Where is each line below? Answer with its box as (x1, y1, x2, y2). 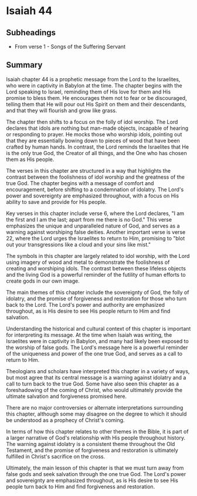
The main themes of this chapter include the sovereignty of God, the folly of (6, 289, 189, 296)
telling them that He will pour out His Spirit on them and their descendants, (6, 100, 186, 108)
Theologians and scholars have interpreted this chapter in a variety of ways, (6, 367, 190, 374)
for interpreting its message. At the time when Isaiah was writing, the (6, 331, 172, 339)
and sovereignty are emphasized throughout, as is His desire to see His (6, 477, 179, 484)
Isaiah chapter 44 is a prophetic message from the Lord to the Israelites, (6, 75, 181, 83)
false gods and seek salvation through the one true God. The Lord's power (6, 470, 186, 477)
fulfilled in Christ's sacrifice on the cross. (6, 453, 106, 460)
